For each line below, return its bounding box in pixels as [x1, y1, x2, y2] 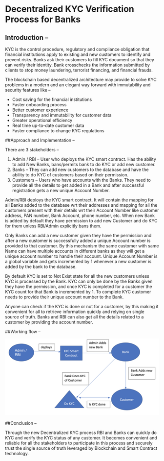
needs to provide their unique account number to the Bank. [5, 294, 124, 300]
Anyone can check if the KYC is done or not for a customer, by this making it [5, 304, 159, 309]
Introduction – [5, 33, 49, 42]
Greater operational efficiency [12, 118, 73, 123]
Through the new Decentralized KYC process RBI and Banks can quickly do [5, 430, 157, 436]
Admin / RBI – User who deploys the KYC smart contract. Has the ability [12, 156, 156, 162]
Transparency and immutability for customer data [12, 112, 112, 118]
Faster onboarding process [12, 102, 67, 107]
